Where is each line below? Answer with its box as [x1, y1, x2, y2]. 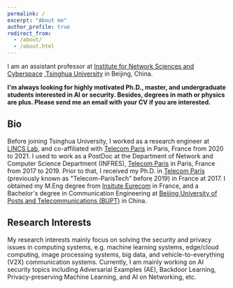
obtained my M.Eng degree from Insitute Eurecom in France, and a [7, 181, 199, 190]
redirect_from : [7, 29, 52, 37]
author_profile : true [7, 23, 71, 30]
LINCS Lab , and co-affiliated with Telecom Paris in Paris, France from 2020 [7, 144, 224, 153]
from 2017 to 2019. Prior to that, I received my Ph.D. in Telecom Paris [7, 166, 205, 175]
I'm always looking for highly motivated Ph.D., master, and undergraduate [7, 83, 226, 91]
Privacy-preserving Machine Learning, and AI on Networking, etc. [7, 273, 197, 281]
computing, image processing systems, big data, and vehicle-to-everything [7, 250, 225, 259]
